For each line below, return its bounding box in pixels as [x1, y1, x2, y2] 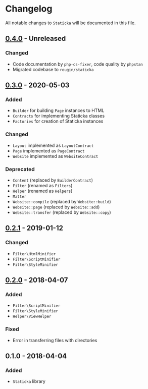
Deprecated [5, 165, 35, 173]
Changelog [5, 3, 53, 15]
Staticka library [12, 378, 45, 384]
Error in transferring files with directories [12, 337, 97, 343]
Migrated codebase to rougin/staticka [12, 66, 94, 72]
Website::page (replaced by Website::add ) [12, 204, 100, 210]
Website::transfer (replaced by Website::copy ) [12, 209, 111, 215]
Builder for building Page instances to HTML [12, 107, 105, 114]
